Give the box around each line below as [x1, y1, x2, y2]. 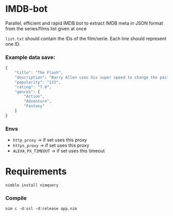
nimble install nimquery [5, 183, 59, 188]
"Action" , [24, 94, 45, 99]
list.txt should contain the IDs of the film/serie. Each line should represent [5, 35, 166, 42]
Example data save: [5, 53, 56, 61]
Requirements [5, 166, 67, 178]
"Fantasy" [24, 104, 45, 109]
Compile [5, 194, 27, 202]
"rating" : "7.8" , [14, 84, 52, 90]
